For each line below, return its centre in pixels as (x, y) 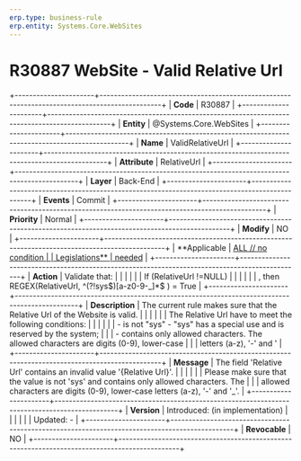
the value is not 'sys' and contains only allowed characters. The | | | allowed (150, 382)
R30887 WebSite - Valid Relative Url (146, 71)
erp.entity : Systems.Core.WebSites (76, 26)
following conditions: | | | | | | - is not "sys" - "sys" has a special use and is (147, 324)
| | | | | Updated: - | (44, 420)
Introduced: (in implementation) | (227, 411)
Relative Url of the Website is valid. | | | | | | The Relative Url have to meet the (151, 315)
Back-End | (139, 182)
